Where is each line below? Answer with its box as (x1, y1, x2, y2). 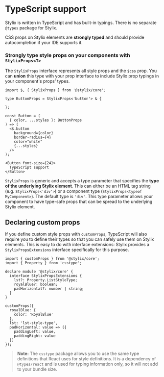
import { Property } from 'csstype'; (5, 261, 82, 266)
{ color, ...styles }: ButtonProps (9, 118, 82, 123)
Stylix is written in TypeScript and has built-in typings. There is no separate (5, 20, 157, 25)
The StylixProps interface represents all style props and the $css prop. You (5, 68, 157, 74)
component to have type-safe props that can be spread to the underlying (5, 199, 153, 204)
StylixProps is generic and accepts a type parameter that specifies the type (5, 178, 159, 184)
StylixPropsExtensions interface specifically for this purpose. (5, 247, 129, 253)
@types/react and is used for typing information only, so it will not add (17, 361, 158, 367)
